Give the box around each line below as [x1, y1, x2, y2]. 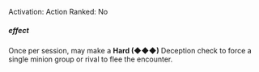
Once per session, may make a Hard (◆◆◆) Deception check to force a [8, 45, 253, 55]
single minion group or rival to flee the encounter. [8, 54, 173, 64]
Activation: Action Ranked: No [8, 7, 108, 16]
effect [8, 25, 30, 35]
